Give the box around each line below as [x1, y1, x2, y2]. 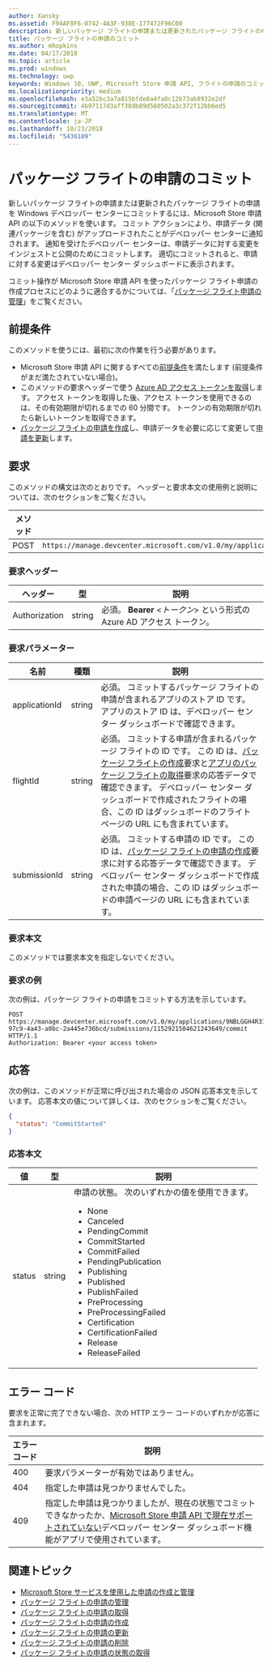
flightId [12, 775, 40, 786]
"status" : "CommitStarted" [15, 1120, 107, 1128]
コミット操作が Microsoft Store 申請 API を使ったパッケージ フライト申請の [8, 276, 259, 286]
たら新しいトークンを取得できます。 [19, 413, 141, 423]
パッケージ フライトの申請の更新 [19, 1627, 130, 1637]
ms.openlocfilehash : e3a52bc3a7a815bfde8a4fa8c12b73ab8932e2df [8, 95, 227, 103]
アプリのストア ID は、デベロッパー [100, 705, 235, 717]
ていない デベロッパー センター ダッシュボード [69, 1522, 244, 1533]
